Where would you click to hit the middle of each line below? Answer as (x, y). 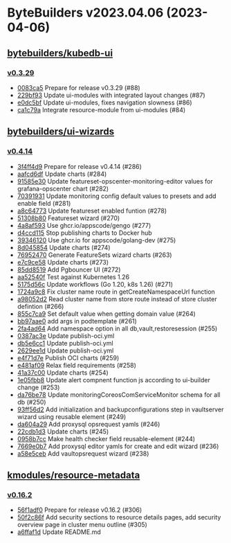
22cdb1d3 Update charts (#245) (63, 431)
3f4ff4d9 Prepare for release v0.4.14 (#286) (79, 166)
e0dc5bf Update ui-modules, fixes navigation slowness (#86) (104, 103)
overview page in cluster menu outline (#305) (82, 525)
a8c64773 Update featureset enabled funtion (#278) (92, 211)
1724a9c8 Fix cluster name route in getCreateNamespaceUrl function (116, 292)
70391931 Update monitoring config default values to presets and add (117, 196)
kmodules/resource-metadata (74, 475)
